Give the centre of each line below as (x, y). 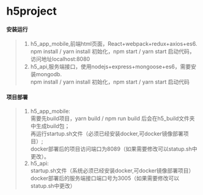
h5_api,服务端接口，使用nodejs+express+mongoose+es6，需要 (111, 67)
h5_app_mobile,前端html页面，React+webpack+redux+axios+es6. (114, 44)
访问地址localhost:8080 (60, 59)
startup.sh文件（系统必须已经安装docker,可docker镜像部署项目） (112, 170)
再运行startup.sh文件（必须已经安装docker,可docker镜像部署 (107, 133)
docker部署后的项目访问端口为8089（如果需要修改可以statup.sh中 (114, 149)
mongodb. (49, 74)
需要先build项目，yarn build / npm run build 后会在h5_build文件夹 (113, 118)
